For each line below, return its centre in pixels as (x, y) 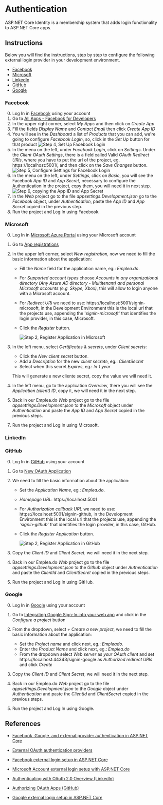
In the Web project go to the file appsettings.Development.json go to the (84, 196)
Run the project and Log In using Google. (53, 708)
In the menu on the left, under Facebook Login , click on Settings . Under (84, 150)
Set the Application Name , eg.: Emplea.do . (62, 490)
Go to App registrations (36, 244)
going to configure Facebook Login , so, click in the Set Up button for (81, 139)
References (23, 724)
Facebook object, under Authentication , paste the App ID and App (78, 201)
